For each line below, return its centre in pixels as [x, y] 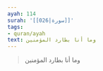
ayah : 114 [22, 14]
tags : [15, 27]
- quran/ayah [26, 33]
